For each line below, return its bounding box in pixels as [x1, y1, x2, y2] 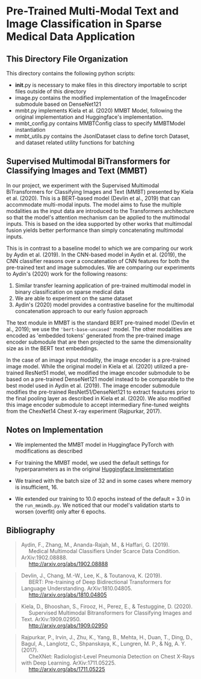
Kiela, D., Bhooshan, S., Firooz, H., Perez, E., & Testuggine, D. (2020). [20, 603, 193, 610]
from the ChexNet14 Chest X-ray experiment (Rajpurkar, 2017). [6, 408, 162, 415]
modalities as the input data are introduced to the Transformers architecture [6, 207, 194, 214]
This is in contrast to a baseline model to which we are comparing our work [6, 244, 193, 252]
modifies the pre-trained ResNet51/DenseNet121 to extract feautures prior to [6, 388, 196, 395]
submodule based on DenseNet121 [14, 101, 101, 108]
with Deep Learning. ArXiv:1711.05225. [20, 659, 116, 666]
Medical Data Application [6, 30, 135, 43]
